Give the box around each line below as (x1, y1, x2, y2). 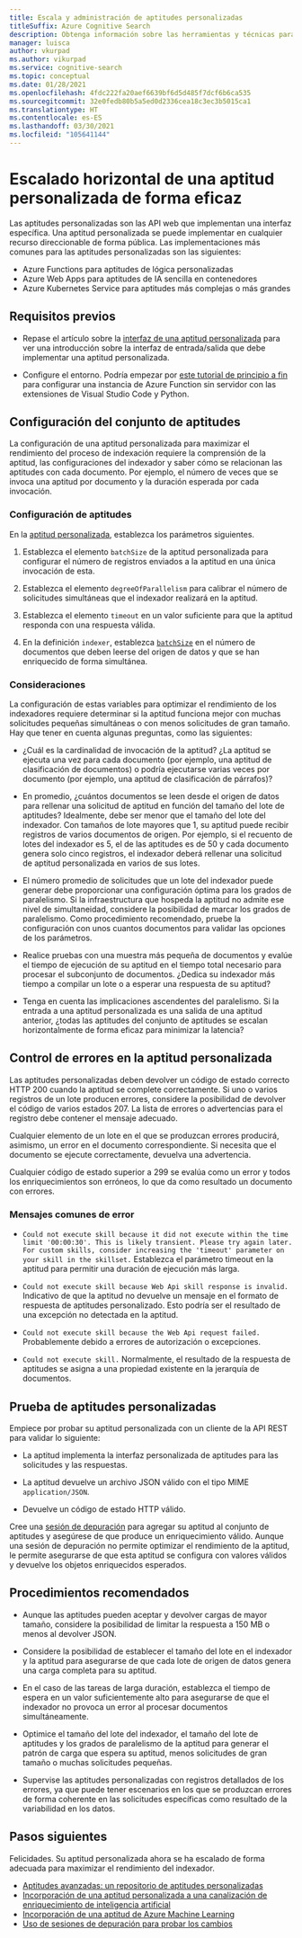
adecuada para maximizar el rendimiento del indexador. (9, 1862, 216, 1873)
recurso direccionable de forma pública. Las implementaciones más (9, 236, 261, 247)
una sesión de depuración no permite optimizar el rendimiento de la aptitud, (9, 1540, 290, 1551)
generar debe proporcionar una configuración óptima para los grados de (22, 885, 292, 895)
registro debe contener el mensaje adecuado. (9, 1112, 178, 1124)
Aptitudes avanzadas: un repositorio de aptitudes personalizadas (22, 1880, 263, 1890)
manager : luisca (9, 38, 70, 48)
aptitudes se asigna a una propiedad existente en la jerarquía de (22, 1364, 260, 1374)
